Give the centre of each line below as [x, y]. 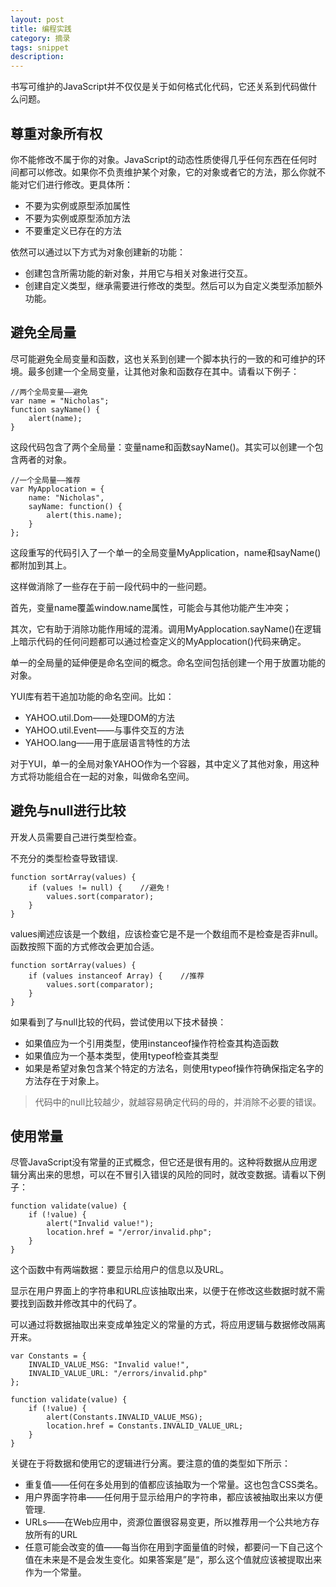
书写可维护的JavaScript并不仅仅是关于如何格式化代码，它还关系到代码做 [159, 87]
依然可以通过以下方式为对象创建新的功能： [98, 252]
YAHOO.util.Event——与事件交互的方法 [104, 730]
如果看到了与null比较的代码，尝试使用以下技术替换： [118, 1022]
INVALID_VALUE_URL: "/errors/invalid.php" [118, 1374]
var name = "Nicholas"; [60, 401]
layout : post [37, 19]
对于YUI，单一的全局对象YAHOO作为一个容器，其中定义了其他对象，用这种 [165, 763]
